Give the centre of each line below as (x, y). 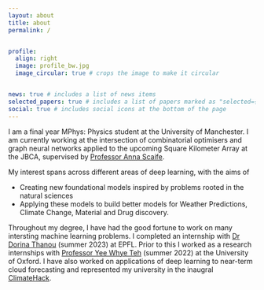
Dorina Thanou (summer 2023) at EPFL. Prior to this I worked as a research (130, 244)
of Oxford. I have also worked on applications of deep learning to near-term (130, 261)
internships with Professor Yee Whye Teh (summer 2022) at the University (128, 252)
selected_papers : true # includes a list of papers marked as (112, 102)
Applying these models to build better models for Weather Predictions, (133, 204)
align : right (37, 59)
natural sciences (46, 195)
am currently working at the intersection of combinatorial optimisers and (125, 139)
